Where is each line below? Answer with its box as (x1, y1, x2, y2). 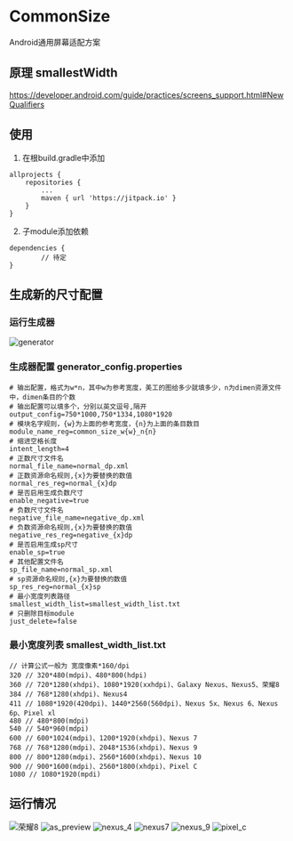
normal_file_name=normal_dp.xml (9, 461, 129, 471)
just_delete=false (9, 617, 77, 626)
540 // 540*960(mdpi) (9, 724, 90, 733)
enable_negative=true (9, 496, 90, 505)
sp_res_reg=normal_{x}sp (9, 582, 101, 591)
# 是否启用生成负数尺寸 (9, 488, 84, 497)
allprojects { (9, 170, 62, 179)
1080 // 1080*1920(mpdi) (9, 770, 101, 779)
